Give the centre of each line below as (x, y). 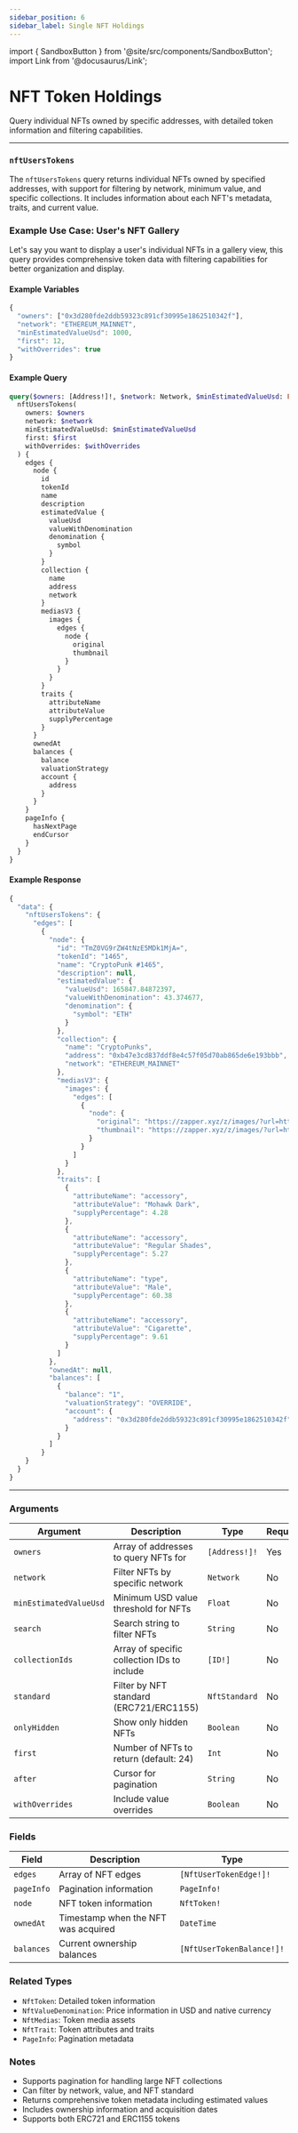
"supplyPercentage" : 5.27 (120, 1254)
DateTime (198, 1924)
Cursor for (135, 1774)
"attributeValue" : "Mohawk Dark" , (136, 1205)
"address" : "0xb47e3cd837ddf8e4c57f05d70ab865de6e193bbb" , (176, 1056)
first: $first (51, 438)
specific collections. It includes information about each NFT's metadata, (141, 197)
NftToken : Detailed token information (88, 2000)
